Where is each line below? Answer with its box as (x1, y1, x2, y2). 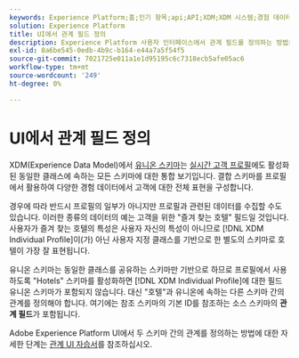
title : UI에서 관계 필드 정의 (9, 29, 107, 38)
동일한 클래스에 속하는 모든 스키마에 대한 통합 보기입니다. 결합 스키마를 (18, 170, 263, 181)
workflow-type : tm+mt (9, 63, 90, 72)
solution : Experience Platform (9, 21, 125, 30)
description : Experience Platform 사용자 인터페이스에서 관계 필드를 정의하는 (9, 37, 273, 47)
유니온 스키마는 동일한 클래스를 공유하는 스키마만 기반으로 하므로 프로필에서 (9, 264, 271, 274)
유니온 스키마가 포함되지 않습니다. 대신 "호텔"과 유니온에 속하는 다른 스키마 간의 (9, 286, 285, 297)
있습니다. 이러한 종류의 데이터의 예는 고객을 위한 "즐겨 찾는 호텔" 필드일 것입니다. (9, 211, 289, 223)
